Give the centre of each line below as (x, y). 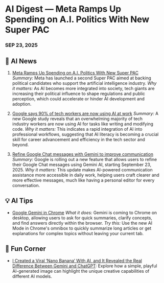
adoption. (22, 104)
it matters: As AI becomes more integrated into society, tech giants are (83, 88)
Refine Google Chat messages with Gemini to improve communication (82, 154)
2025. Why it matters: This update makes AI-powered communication (82, 169)
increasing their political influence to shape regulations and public (79, 94)
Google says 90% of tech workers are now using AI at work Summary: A (85, 113)
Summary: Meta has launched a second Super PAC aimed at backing (82, 78)
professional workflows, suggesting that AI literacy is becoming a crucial (85, 134)
